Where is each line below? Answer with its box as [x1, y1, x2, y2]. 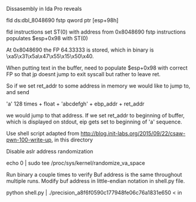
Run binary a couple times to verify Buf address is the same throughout [6, 171, 182, 178]
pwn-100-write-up [6, 136, 52, 143]
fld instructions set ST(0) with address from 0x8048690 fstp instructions [6, 28, 186, 35]
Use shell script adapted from [6, 130, 80, 137]
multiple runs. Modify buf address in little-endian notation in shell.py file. [6, 177, 185, 185]
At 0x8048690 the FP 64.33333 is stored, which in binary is [6, 46, 154, 53]
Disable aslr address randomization [6, 148, 94, 155]
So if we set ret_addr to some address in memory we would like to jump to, [6, 82, 191, 89]
